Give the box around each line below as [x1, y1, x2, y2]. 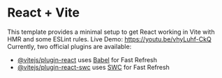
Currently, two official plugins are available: [7, 42, 132, 50]
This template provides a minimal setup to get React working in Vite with [7, 28, 215, 36]
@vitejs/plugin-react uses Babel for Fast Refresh [17, 55, 158, 64]
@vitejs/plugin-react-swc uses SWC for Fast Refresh [17, 63, 170, 71]
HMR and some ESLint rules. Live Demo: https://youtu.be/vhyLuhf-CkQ [7, 35, 212, 43]
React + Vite [7, 5, 80, 21]
